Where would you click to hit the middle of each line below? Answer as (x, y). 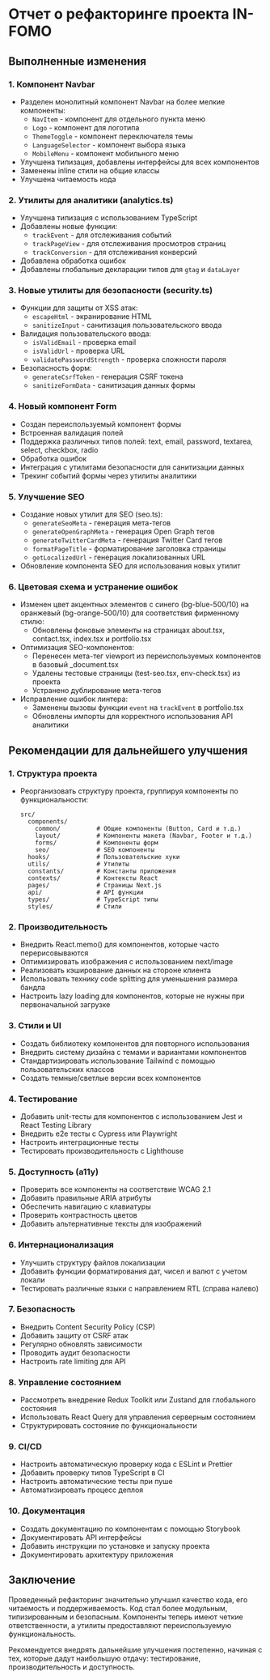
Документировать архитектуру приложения (97, 1555)
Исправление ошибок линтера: (74, 699)
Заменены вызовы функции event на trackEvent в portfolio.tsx (138, 708)
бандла (33, 988)
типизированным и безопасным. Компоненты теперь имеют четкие (126, 1617)
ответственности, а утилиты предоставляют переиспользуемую (120, 1625)
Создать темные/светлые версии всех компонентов (110, 1078)
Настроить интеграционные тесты (79, 1142)
